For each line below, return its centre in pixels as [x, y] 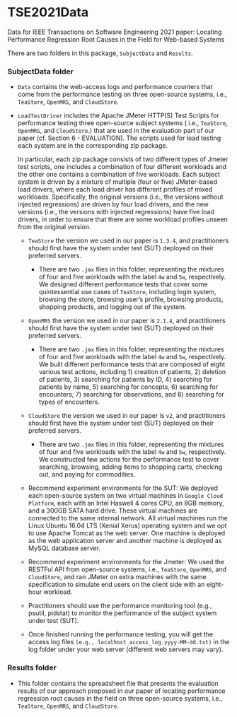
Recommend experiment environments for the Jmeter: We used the [126, 562]
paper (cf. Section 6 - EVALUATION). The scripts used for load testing [119, 138]
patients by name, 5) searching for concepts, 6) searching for [128, 387]
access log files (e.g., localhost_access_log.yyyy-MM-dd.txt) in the [129, 642]
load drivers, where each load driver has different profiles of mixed [115, 190]
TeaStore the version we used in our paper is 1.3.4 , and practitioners [128, 240]
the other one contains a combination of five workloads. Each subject [119, 175]
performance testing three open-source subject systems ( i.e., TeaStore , [123, 123]
